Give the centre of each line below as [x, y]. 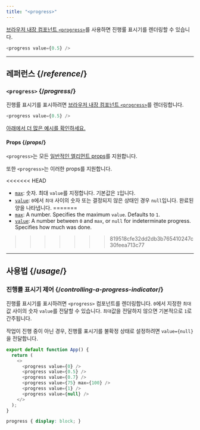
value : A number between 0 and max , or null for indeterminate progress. [103, 221]
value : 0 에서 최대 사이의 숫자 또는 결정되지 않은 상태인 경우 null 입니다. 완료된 [104, 201]
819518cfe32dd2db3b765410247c [152, 239]
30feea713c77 [127, 245]
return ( [22, 355]
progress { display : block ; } [44, 421]
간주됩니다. [19, 318]
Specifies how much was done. [53, 228]
